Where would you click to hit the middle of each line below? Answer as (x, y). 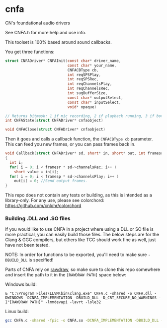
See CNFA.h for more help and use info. (46, 32)
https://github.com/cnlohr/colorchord (43, 206)
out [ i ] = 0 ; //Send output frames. (51, 181)
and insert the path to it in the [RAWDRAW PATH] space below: (66, 275)
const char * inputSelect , (94, 102)
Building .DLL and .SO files (38, 218)
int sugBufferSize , (87, 93)
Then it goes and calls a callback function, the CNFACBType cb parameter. (79, 139)
